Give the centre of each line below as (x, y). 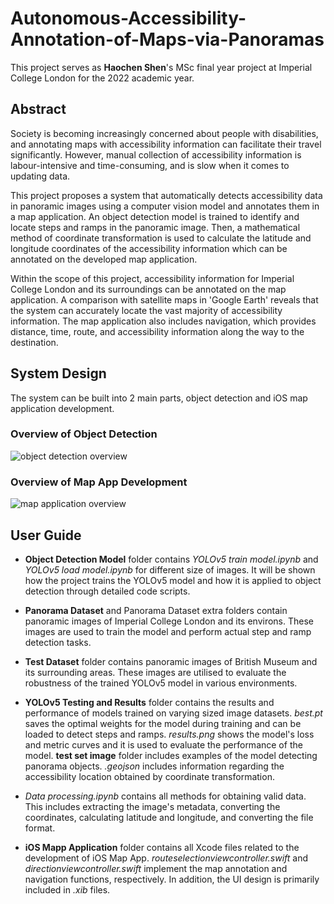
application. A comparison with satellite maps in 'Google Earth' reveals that (164, 299)
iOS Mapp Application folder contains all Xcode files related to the (162, 847)
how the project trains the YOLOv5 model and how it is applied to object (173, 580)
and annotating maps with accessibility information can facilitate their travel (166, 144)
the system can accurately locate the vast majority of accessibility (146, 310)
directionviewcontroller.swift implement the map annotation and (156, 868)
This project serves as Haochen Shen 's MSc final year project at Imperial (161, 67)
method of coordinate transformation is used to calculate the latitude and (161, 238)
